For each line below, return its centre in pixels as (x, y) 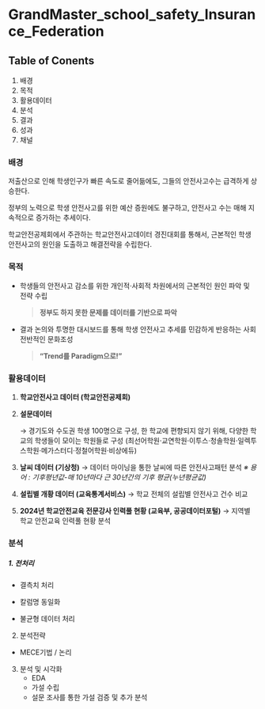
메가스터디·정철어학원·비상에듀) (89, 450)
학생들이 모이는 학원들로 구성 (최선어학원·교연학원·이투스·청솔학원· (136, 440)
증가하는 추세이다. (63, 218)
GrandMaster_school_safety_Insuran (132, 15)
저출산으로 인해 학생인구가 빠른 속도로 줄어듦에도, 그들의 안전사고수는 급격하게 (129, 181)
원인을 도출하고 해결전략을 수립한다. (97, 245)
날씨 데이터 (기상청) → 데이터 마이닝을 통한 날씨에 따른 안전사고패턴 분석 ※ (134, 467)
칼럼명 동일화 (40, 601)
